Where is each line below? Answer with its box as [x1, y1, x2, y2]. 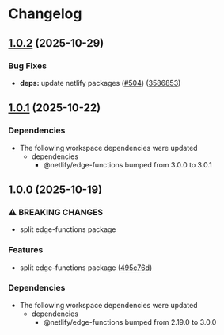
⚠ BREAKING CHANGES [8, 206, 104, 218]
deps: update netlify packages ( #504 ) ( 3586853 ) [19, 78, 181, 87]
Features [8, 245, 44, 256]
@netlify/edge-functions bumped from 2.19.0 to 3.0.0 [43, 317, 217, 326]
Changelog [8, 5, 82, 23]
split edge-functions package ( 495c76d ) [19, 263, 153, 272]
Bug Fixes [8, 60, 47, 71]
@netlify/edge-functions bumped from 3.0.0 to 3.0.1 [43, 160, 212, 169]
